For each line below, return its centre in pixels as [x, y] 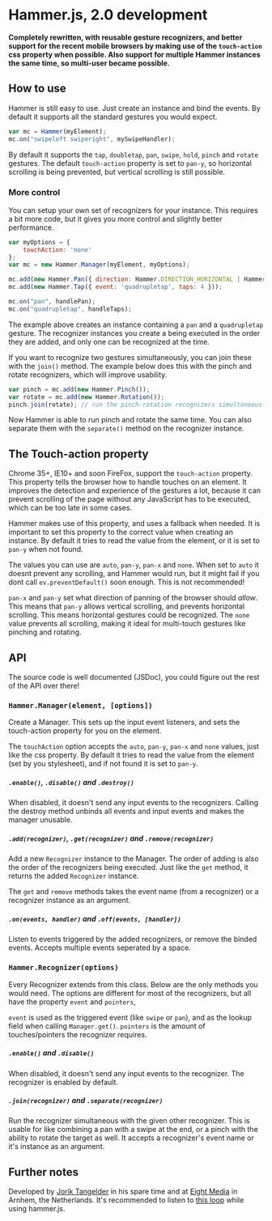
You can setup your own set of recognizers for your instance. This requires [134, 210]
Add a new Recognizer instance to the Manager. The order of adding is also [134, 859]
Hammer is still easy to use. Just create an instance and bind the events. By [134, 108]
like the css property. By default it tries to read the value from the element [132, 755]
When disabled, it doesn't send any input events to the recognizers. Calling [134, 803]
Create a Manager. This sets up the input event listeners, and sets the [124, 723]
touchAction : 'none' [57, 250]
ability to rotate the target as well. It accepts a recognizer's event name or [132, 1138]
